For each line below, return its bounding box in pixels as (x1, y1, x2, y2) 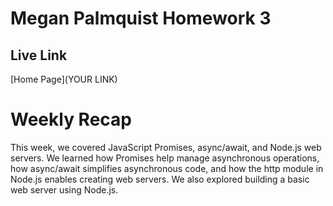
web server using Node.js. (10, 183, 119, 196)
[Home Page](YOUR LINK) (10, 73, 118, 85)
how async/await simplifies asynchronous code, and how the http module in (10, 162, 324, 174)
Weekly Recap (10, 108, 133, 131)
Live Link (10, 47, 68, 64)
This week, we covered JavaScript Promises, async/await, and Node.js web (10, 141, 322, 153)
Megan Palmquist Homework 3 (10, 7, 272, 30)
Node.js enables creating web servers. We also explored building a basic (10, 173, 310, 185)
